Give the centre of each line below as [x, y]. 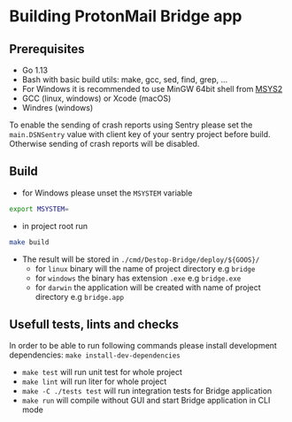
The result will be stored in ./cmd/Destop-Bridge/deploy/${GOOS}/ [141, 259]
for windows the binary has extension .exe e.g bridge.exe [138, 278]
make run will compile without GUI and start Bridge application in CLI [146, 401]
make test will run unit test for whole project [102, 372]
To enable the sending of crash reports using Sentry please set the [131, 125]
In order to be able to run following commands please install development [143, 346]
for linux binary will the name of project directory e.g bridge [145, 268]
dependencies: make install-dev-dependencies [95, 355]
